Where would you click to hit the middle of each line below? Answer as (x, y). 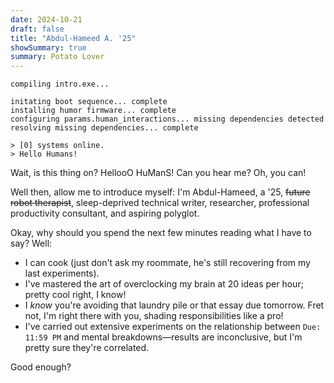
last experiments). (62, 273)
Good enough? (41, 367)
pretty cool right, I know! (75, 295)
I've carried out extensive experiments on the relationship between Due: (173, 327)
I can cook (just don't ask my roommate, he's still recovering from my (167, 263)
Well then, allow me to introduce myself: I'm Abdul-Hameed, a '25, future (160, 192)
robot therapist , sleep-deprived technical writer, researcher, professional (160, 203)
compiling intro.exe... (60, 84)
